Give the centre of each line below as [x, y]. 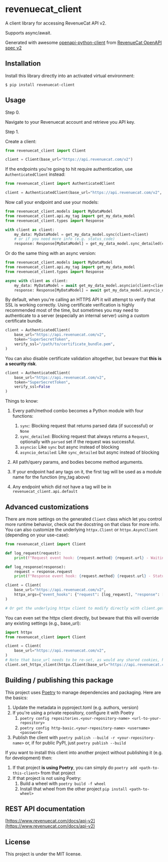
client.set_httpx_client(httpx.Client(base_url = [57, 665]
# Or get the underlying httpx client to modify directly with [72, 608]
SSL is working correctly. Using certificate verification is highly [70, 305]
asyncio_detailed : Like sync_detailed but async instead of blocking [89, 452]
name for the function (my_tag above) [51, 477]
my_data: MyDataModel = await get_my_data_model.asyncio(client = [84, 285]
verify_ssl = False [32, 387]
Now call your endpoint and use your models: [52, 202]
